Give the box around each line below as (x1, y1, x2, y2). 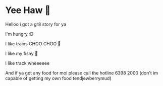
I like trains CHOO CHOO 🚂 (5, 40, 61, 47)
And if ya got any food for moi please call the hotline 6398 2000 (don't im (5, 70, 158, 76)
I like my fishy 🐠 (5, 50, 38, 56)
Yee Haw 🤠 (5, 5, 51, 16)
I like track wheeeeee (5, 60, 49, 66)
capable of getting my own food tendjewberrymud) (5, 75, 112, 81)
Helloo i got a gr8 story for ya (5, 21, 67, 27)
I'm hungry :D (5, 31, 34, 37)
